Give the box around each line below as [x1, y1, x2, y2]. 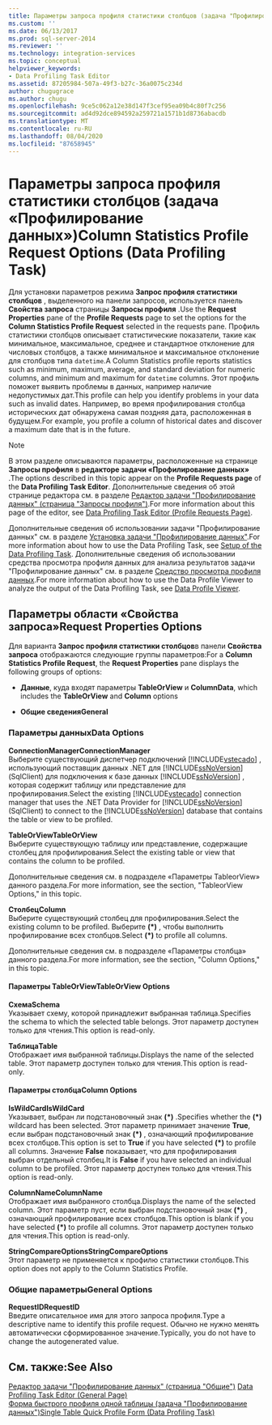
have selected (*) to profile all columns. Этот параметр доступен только [8, 1222, 253, 1232]
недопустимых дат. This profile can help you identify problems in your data [8, 390, 259, 401]
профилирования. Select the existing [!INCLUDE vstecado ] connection [8, 788, 241, 798]
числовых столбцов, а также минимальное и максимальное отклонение [8, 347, 260, 357]
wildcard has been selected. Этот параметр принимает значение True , [8, 1120, 251, 1130]
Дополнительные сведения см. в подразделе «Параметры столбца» [8, 946, 247, 956]
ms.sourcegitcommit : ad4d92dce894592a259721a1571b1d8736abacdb [8, 110, 227, 118]
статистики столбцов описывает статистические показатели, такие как [8, 330, 257, 340]
